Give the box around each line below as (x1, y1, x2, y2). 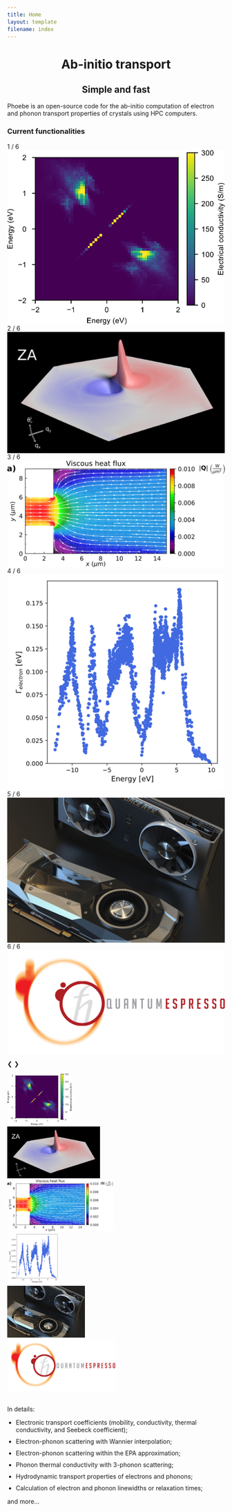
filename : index (7, 26, 54, 32)
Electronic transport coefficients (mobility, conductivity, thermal (16, 1418, 197, 1427)
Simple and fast (81, 84, 151, 95)
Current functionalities (7, 126, 85, 136)
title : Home (7, 11, 41, 18)
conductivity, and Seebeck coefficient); (16, 1426, 128, 1434)
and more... (7, 1497, 40, 1505)
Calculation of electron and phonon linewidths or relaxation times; (16, 1484, 203, 1492)
